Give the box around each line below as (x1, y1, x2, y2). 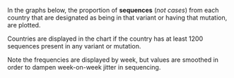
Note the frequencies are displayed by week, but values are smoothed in (7, 56, 219, 64)
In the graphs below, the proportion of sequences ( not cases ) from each (7, 6, 219, 14)
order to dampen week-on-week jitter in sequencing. (7, 63, 161, 71)
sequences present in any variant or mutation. (7, 42, 141, 50)
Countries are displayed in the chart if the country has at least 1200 (7, 34, 204, 43)
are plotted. (7, 21, 41, 29)
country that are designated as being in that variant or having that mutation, (7, 13, 228, 22)
